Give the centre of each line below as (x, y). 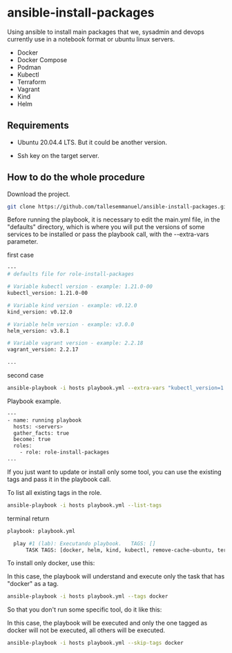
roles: (23, 446)
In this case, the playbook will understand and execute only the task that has (116, 576)
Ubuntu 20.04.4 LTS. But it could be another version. (92, 142)
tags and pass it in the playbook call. (59, 479)
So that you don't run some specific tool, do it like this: (85, 610)
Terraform (31, 81)
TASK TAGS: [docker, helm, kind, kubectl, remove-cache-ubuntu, (120, 550)
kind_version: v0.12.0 (40, 312)
